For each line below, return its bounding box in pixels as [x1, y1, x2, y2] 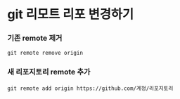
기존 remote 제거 [7, 33, 63, 43]
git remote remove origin [7, 50, 83, 57]
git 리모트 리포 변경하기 [7, 6, 134, 22]
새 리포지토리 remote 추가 [7, 67, 91, 77]
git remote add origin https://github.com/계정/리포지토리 [7, 85, 174, 92]
